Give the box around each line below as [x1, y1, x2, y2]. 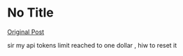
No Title [7, 5, 54, 21]
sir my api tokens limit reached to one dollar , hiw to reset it [7, 41, 177, 49]
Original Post [7, 28, 45, 36]
